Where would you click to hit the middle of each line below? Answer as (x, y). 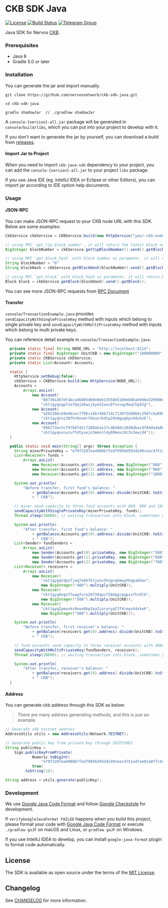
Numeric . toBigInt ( (51, 757)
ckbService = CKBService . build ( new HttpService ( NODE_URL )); (78, 381)
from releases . (20, 142)
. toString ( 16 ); (39, 771)
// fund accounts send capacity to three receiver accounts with (84, 645)
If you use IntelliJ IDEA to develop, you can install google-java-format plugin (83, 839)
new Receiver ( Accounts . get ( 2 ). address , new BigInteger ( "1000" (98, 474)
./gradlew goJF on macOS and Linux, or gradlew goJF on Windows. (74, 830)
